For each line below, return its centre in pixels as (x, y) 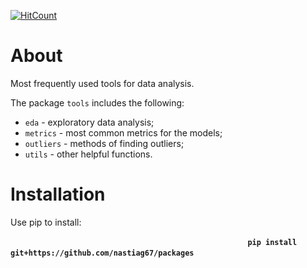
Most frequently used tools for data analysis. (102, 83)
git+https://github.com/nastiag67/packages (102, 253)
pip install (272, 242)
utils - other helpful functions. (88, 154)
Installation (58, 194)
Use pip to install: (46, 222)
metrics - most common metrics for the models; (123, 132)
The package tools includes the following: (97, 102)
